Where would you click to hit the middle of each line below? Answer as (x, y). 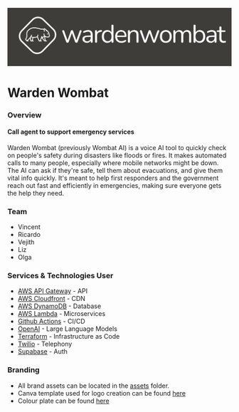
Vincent (29, 227)
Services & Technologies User (60, 275)
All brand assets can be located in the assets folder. (93, 386)
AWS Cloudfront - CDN (51, 299)
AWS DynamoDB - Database (59, 306)
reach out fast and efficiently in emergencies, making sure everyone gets (115, 185)
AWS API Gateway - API (53, 291)
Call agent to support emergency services (71, 132)
